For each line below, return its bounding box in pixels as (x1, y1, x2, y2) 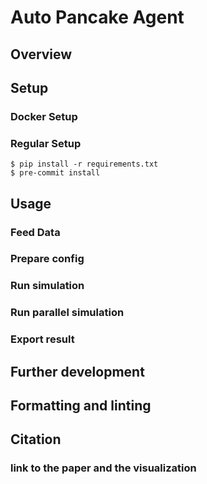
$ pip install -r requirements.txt (10, 159, 159, 170)
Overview (10, 46, 73, 63)
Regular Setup (10, 136, 82, 150)
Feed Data (10, 225, 61, 239)
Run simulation (10, 279, 85, 293)
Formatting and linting (10, 397, 152, 414)
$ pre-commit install (10, 168, 101, 178)
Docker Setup (10, 109, 78, 123)
